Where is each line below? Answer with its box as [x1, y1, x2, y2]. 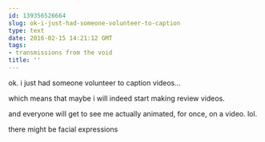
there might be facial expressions [8, 124, 118, 134]
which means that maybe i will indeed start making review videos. [8, 93, 226, 103]
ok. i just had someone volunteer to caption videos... [8, 77, 182, 88]
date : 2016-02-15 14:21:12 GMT [8, 34, 113, 42]
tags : [8, 41, 26, 49]
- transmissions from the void [8, 49, 113, 57]
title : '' [8, 57, 42, 65]
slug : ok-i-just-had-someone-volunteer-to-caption [8, 19, 181, 27]
